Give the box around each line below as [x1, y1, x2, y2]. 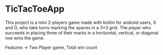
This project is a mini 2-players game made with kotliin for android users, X [5, 19, 157, 25]
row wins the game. [5, 35, 45, 41]
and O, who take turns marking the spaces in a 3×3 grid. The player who [5, 24, 151, 30]
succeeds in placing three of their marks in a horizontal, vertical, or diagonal [5, 30, 159, 36]
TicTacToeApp [5, 3, 65, 15]
